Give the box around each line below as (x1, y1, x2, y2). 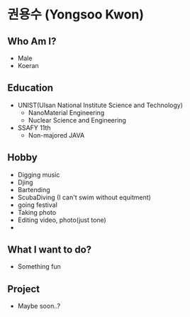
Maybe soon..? (17, 302, 61, 311)
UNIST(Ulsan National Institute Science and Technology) (17, 101, 183, 109)
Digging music (17, 170, 60, 179)
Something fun (17, 262, 62, 271)
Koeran (17, 62, 39, 69)
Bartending (17, 185, 51, 194)
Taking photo (17, 208, 57, 216)
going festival (17, 200, 58, 209)
